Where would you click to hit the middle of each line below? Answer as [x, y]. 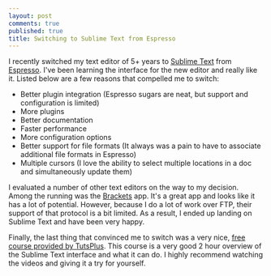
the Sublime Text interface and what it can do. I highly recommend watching [136, 255]
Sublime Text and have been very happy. [76, 222]
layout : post [30, 16]
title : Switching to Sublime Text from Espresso [92, 38]
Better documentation [56, 120]
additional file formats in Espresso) [78, 155]
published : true [36, 31]
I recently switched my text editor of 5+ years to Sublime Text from [120, 62]
